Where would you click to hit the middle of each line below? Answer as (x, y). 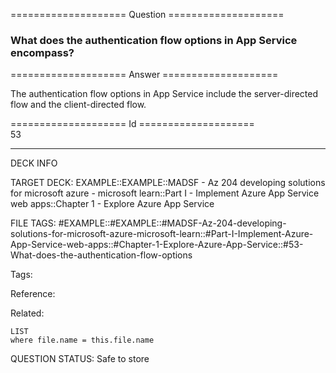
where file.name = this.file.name (82, 340)
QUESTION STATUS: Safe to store (80, 359)
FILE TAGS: (33, 223)
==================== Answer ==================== (144, 75)
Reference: (33, 294)
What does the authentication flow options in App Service (154, 40)
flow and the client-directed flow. (78, 105)
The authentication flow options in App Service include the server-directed (164, 94)
